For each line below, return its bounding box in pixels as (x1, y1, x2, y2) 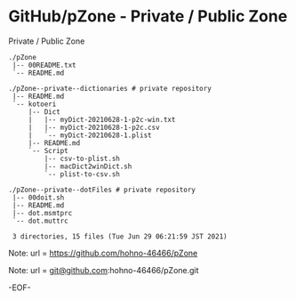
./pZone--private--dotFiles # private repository (8, 185, 196, 194)
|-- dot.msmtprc (12, 208, 73, 217)
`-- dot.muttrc (12, 216, 68, 225)
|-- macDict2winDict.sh (44, 162, 132, 171)
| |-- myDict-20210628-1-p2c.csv (28, 123, 161, 132)
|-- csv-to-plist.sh (44, 154, 121, 163)
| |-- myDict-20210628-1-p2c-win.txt (28, 115, 176, 124)
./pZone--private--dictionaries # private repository (8, 84, 212, 93)
